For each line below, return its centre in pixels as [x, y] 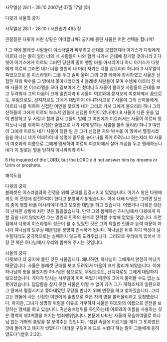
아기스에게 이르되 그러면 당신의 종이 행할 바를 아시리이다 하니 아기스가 [82, 62]
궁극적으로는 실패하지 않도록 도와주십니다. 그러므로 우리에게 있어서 [91, 236]
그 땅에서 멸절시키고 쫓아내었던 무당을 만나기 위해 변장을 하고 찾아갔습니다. [78, 290]
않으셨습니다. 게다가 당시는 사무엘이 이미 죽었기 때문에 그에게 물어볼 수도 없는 [80, 278]
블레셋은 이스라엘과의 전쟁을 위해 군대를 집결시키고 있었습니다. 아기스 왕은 [77, 192]
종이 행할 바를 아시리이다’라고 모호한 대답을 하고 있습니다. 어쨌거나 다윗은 [82, 205]
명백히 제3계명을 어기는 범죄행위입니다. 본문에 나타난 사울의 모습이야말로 [81, 315]
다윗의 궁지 [16, 186]
